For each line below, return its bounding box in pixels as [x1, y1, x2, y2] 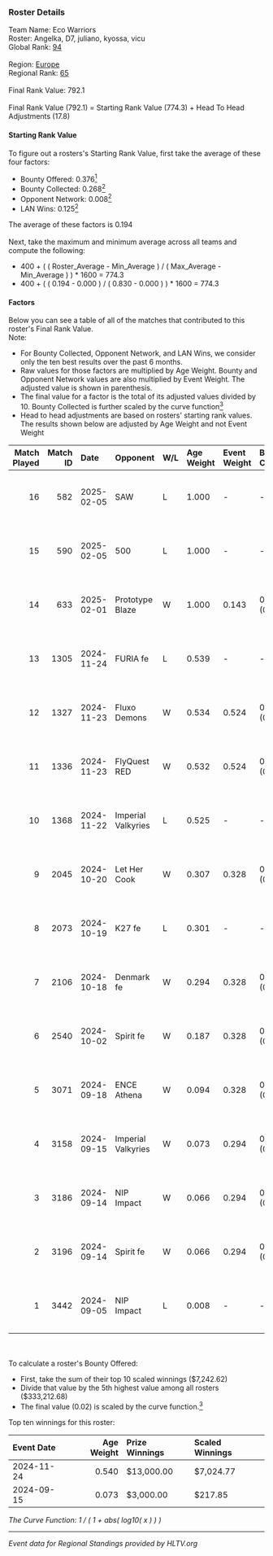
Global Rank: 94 [8, 42, 63, 52]
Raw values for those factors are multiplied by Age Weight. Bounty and [19, 365, 258, 376]
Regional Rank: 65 [8, 68, 69, 78]
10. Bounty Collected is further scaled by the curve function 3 [19, 400, 223, 411]
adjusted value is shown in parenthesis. [19, 383, 153, 393]
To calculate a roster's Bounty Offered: [8, 1358, 138, 1368]
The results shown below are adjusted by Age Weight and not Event [19, 418, 248, 429]
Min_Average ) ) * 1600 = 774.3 [19, 270, 124, 280]
